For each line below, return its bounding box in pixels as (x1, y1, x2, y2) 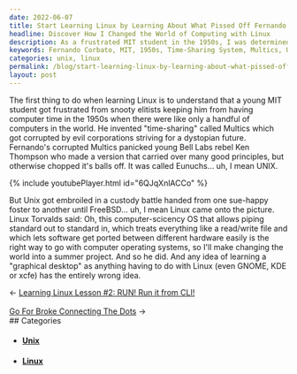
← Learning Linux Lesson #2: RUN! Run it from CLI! (9, 286, 195, 297)
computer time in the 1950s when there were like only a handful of (9, 113, 250, 124)
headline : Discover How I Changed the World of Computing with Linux (9, 29, 271, 38)
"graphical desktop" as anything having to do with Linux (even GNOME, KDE (9, 260, 287, 271)
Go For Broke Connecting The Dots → (9, 306, 147, 317)
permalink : (9, 63, 49, 72)
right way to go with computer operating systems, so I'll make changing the (9, 241, 284, 252)
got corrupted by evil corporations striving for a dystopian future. (9, 132, 247, 142)
